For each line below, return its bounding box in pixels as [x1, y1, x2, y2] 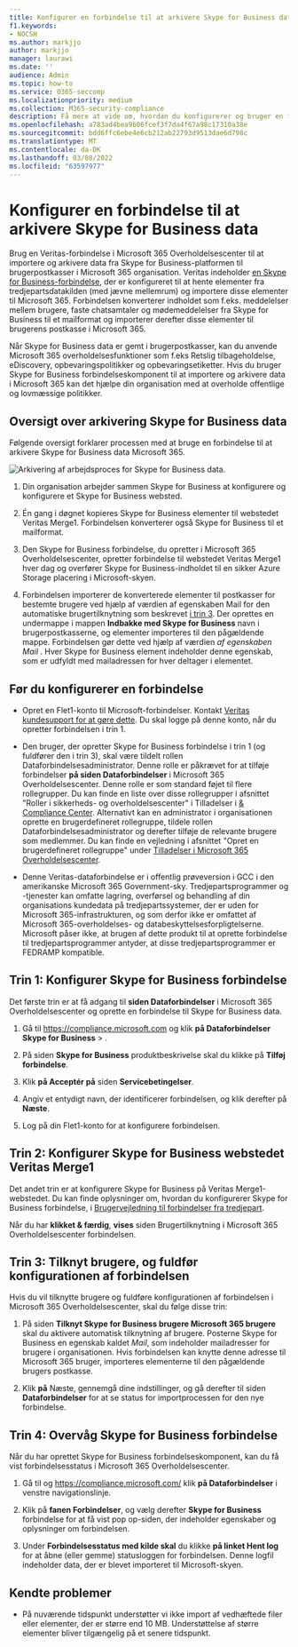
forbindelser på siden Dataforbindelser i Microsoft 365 [21, 769, 224, 780]
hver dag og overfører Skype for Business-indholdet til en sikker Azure [21, 563, 281, 574]
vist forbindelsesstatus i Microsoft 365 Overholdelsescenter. [9, 1460, 231, 1471]
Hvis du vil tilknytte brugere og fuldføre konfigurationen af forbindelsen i [9, 1292, 274, 1302]
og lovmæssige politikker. [9, 388, 103, 399]
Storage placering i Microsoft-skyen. [21, 572, 157, 583]
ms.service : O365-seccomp [9, 87, 105, 96]
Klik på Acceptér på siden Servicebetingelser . [21, 1076, 194, 1086]
